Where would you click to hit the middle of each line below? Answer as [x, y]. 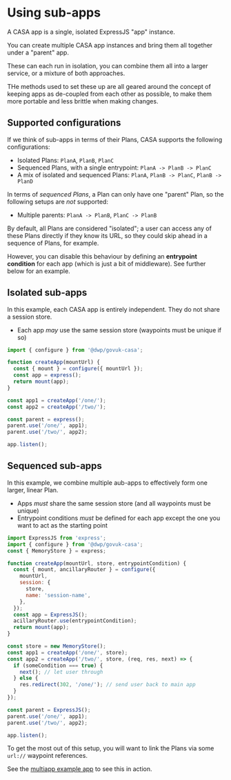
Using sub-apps [54, 13]
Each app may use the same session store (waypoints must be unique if [119, 330]
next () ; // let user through [61, 672]
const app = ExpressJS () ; [51, 614]
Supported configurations [64, 123]
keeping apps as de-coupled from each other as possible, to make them [110, 94]
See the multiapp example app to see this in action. [80, 769]
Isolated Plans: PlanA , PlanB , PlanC [65, 160]
